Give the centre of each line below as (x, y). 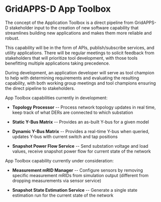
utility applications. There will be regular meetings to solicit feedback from (80, 53)
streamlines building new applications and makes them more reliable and (78, 33)
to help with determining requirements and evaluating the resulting (72, 78)
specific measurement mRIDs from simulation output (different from (80, 175)
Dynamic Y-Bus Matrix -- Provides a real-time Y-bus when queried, (81, 131)
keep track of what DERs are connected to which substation (72, 112)
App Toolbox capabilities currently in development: (56, 98)
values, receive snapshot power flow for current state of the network (81, 151)
